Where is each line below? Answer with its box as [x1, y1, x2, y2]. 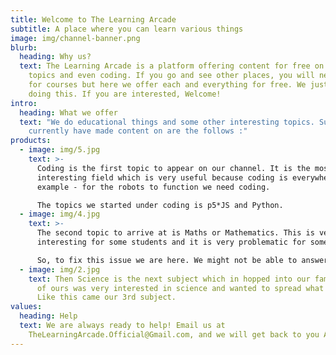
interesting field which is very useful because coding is [36, 172, 288, 183]
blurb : [10, 42, 38, 53]
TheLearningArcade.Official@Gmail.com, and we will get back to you [28, 329, 320, 340]
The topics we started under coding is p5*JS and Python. [36, 200, 284, 210]
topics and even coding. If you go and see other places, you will [28, 71, 315, 81]
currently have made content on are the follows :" [28, 126, 248, 136]
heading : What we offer [19, 107, 118, 118]
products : [10, 136, 52, 146]
